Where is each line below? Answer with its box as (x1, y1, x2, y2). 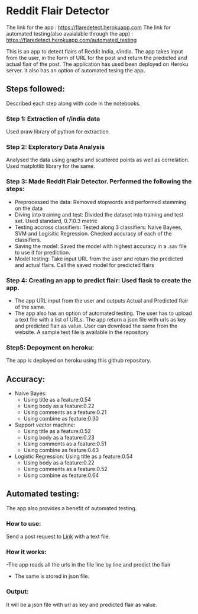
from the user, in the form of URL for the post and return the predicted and (6, 54, 187, 61)
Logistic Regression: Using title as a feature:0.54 (14, 453, 133, 460)
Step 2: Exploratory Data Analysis (6, 142, 105, 151)
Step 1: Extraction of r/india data (6, 114, 100, 123)
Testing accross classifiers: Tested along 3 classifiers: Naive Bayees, (14, 224, 183, 231)
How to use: (6, 519, 41, 527)
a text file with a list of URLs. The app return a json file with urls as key (14, 316, 186, 323)
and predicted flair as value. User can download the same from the (14, 322, 178, 329)
